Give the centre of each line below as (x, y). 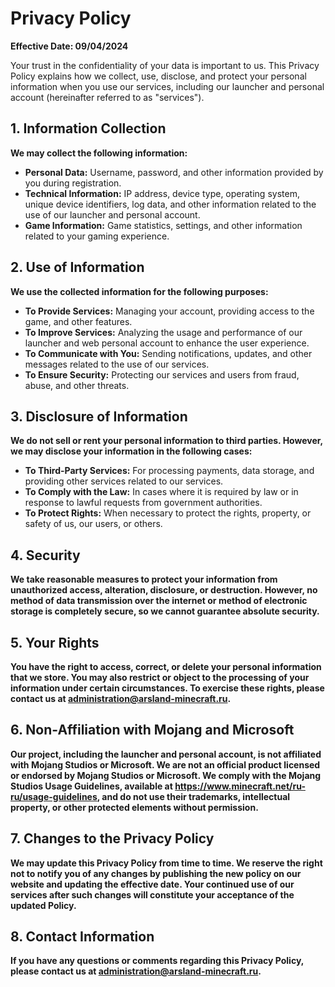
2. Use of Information (77, 267)
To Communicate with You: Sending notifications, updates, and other (168, 353)
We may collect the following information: (99, 153)
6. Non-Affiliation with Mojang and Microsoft (152, 730)
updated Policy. (43, 905)
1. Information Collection (88, 128)
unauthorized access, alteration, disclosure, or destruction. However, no (164, 590)
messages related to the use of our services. (117, 364)
